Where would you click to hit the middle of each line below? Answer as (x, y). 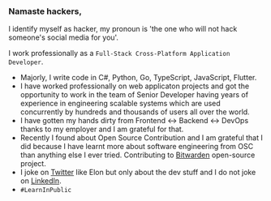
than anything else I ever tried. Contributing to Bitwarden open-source (138, 155)
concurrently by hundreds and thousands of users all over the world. (135, 112)
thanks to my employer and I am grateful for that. (102, 129)
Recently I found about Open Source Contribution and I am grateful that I (142, 138)
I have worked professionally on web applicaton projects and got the (135, 86)
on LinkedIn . (41, 181)
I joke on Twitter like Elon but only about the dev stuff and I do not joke (138, 173)
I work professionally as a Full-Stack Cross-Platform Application (119, 53)
